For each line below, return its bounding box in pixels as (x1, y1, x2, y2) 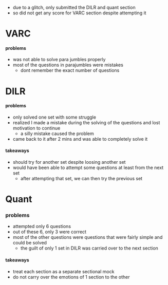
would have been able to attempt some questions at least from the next (12, 164, 164, 170)
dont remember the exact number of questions (20, 67, 120, 73)
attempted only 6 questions (12, 223, 71, 230)
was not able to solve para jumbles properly (12, 56, 106, 63)
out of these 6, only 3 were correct (12, 229, 86, 235)
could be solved (12, 240, 47, 246)
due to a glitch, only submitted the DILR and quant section (12, 5, 136, 10)
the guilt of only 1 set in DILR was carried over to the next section (20, 245, 158, 251)
